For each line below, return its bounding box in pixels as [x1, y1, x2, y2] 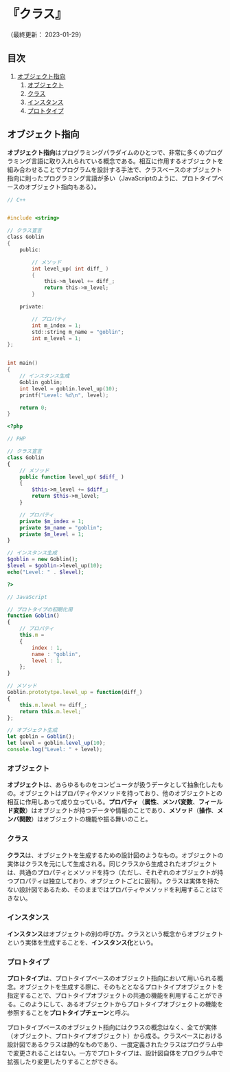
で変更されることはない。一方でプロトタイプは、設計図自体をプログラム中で [7, 1049, 224, 1058]
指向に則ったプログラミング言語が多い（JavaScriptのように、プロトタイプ [7, 174, 218, 182]
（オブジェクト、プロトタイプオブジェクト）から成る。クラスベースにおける [7, 1032, 223, 1040]
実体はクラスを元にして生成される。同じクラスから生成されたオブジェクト [7, 859, 218, 868]
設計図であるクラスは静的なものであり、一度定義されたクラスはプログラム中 [7, 1040, 223, 1049]
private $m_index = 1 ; [19, 518, 84, 525]
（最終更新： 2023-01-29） [7, 30, 85, 39]
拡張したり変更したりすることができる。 [7, 1058, 122, 1066]
